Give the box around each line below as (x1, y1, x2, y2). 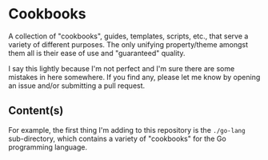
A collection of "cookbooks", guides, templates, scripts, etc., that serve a (8, 31, 249, 41)
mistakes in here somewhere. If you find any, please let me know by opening (8, 72, 261, 82)
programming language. (8, 142, 88, 152)
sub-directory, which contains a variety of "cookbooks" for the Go (8, 134, 226, 143)
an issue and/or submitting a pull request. (8, 81, 146, 90)
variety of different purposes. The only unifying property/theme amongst (8, 39, 248, 49)
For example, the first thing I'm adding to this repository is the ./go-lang (8, 125, 246, 134)
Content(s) (8, 104, 64, 118)
